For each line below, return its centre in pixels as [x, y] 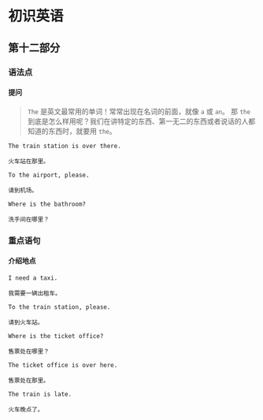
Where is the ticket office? [56, 336]
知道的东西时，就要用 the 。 [72, 131]
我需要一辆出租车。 [35, 293]
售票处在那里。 [29, 380]
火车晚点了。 [26, 409]
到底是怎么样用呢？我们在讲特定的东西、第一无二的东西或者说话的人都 [141, 121]
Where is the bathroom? [47, 204]
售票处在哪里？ [29, 351]
